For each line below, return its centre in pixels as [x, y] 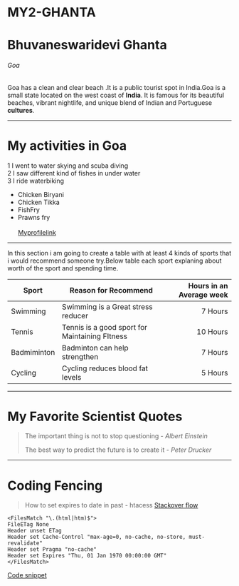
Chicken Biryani [41, 194]
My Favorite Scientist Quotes [95, 416]
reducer [75, 315]
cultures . [21, 110]
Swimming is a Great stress [107, 306]
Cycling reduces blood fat [105, 368]
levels [71, 377]
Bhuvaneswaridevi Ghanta [87, 45]
